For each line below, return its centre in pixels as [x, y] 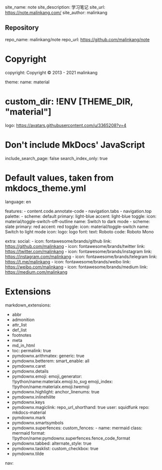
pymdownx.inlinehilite [34, 397]
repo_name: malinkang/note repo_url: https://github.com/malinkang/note [77, 39]
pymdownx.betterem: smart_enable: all [51, 361]
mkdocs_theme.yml [45, 188]
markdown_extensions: [28, 305]
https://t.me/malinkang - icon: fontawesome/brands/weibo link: [68, 261]
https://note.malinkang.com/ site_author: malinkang [56, 13]
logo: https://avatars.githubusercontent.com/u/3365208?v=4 [66, 125]
